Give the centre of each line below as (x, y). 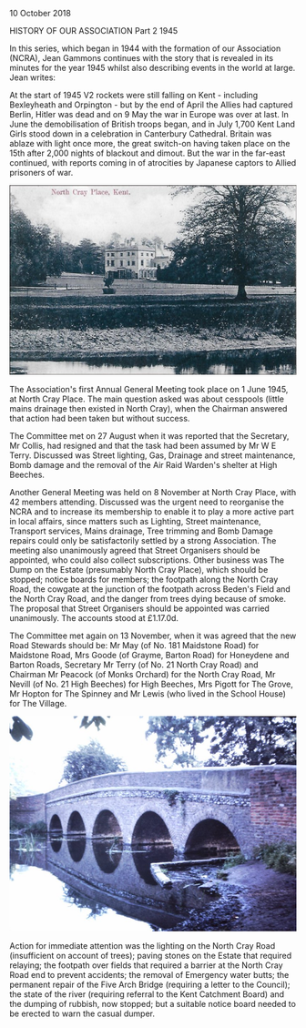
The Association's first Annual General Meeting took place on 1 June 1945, (149, 389)
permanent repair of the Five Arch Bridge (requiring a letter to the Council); (150, 985)
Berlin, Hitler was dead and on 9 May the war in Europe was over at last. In (149, 114)
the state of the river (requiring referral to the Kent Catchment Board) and (147, 994)
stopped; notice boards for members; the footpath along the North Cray (144, 579)
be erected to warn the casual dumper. (82, 1013)
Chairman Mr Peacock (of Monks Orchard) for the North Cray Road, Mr (143, 674)
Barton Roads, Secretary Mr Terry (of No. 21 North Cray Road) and (134, 665)
